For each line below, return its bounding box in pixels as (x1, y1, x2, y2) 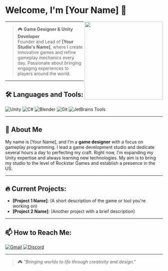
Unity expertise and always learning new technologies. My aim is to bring (5, 155, 156, 161)
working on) (12, 203, 37, 209)
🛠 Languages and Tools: (5, 90, 83, 99)
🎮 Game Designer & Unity (17, 26, 73, 32)
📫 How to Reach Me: (5, 228, 71, 237)
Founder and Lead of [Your (17, 39, 74, 45)
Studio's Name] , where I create (17, 44, 83, 50)
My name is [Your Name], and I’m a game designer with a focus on (5, 139, 143, 145)
